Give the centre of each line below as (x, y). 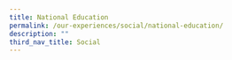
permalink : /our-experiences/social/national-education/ (116, 26)
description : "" (39, 34)
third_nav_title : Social (55, 42)
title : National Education (59, 17)
